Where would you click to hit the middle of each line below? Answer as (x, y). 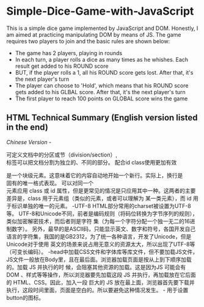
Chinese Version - (29, 142)
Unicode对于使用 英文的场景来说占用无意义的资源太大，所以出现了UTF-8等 (101, 244)
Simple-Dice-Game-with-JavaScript (100, 11)
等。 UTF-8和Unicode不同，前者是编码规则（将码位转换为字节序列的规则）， (102, 213)
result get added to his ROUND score (62, 66)
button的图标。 (25, 297)
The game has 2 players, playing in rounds (69, 53)
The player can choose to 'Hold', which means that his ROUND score (102, 85)
